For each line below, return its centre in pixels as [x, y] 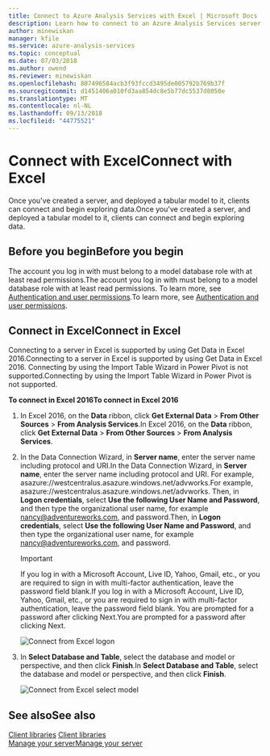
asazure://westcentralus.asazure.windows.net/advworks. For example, [137, 483]
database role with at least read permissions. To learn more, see [115, 288]
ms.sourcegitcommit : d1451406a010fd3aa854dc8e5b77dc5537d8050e [117, 91]
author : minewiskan [41, 31]
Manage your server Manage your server [75, 743]
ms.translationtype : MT [48, 99]
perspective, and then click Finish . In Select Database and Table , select [139, 666]
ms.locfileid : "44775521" [52, 121]
